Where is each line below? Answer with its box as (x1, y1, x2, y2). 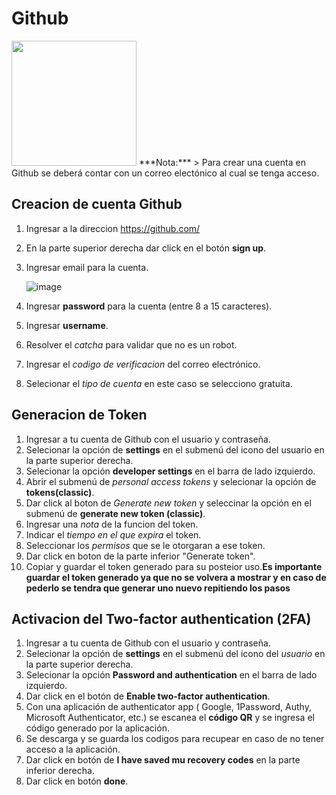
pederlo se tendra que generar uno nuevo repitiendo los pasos (25, 582, 291, 594)
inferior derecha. (25, 765, 95, 777)
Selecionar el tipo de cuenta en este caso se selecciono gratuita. (25, 377, 293, 389)
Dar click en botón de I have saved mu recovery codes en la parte (25, 754, 301, 766)
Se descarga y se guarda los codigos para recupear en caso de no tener (25, 733, 325, 745)
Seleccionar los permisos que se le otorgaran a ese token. (25, 539, 266, 551)
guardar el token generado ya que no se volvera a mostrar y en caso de (25, 571, 327, 583)
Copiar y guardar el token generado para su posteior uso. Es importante (25, 560, 323, 572)
